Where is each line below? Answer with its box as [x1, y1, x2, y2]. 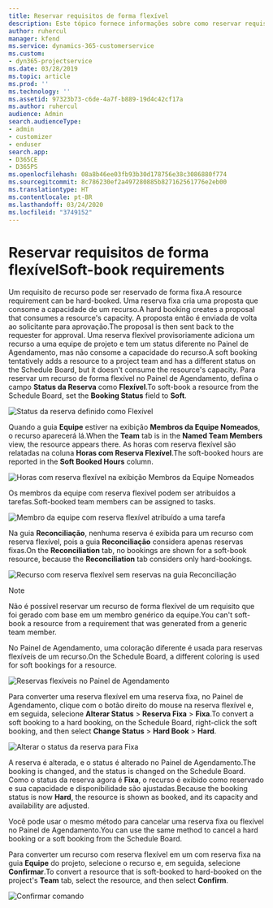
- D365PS [8, 163, 38, 171]
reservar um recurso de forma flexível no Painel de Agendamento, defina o [8, 374, 258, 383]
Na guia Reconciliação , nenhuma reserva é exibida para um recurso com [8, 529, 253, 538]
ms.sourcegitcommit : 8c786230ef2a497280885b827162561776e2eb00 [8, 178, 227, 187]
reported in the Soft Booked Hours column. [8, 456, 154, 467]
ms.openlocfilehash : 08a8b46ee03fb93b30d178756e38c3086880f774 [8, 171, 227, 179]
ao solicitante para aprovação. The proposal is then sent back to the [8, 322, 234, 331]
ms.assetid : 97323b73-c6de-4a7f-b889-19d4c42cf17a [8, 95, 184, 103]
